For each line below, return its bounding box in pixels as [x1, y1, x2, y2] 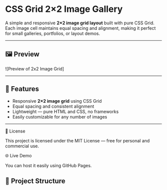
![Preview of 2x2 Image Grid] [5, 65, 65, 71]
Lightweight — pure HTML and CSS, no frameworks [12, 108, 119, 115]
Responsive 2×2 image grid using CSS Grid [12, 98, 102, 104]
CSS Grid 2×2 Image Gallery [5, 3, 123, 15]
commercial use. [5, 143, 39, 149]
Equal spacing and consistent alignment [12, 103, 94, 109]
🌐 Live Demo [5, 152, 32, 158]
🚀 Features [5, 85, 39, 93]
